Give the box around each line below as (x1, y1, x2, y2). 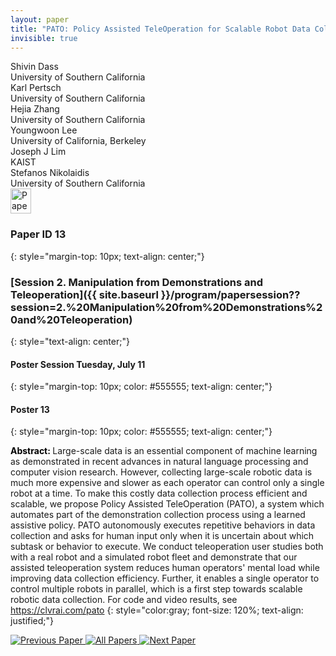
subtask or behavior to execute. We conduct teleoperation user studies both (10, 541, 324, 553)
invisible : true (10, 33, 78, 43)
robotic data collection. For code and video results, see (10, 594, 238, 606)
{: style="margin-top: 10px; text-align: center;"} (10, 250, 205, 262)
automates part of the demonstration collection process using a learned (10, 509, 306, 521)
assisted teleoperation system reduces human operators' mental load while (10, 562, 320, 574)
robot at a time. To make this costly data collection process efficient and (10, 487, 308, 500)
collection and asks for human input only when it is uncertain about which (10, 530, 315, 542)
